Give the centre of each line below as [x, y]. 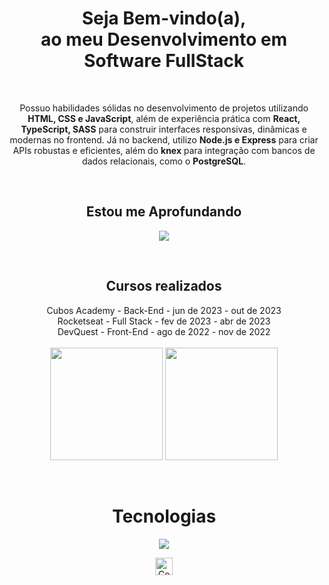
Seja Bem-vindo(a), [164, 18]
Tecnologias [164, 516]
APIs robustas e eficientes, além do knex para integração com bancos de [164, 150]
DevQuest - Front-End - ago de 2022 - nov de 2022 [164, 331]
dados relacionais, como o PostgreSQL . [164, 161]
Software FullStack [164, 61]
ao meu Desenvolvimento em [164, 39]
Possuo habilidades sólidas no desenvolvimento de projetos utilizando [164, 108]
